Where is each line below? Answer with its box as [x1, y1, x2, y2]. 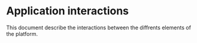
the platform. [6, 30, 38, 37]
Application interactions [6, 4, 129, 18]
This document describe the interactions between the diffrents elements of [6, 24, 192, 31]
